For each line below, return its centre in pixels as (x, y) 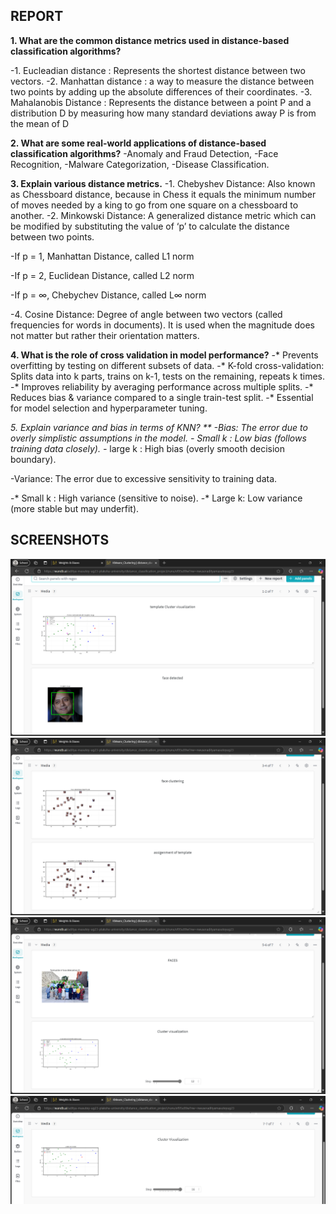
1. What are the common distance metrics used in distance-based (150, 40)
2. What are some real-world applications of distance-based (138, 143)
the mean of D (40, 123)
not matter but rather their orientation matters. (105, 335)
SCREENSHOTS (60, 540)
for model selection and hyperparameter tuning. (109, 408)
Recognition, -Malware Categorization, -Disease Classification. (140, 164)
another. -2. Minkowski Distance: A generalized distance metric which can (163, 215)
